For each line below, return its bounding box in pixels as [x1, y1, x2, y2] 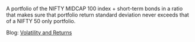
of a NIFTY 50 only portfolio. [6, 18, 76, 24]
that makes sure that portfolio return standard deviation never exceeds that [6, 11, 190, 18]
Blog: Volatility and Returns [6, 29, 72, 36]
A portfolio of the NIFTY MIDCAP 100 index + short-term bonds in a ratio [6, 5, 183, 12]
